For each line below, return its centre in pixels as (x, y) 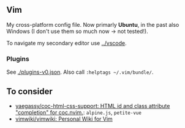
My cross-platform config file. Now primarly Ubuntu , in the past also (93, 24)
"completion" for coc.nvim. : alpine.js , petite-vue (78, 112)
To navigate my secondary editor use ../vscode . (66, 43)
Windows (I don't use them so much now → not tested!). (77, 31)
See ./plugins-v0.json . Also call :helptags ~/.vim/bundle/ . (80, 72)
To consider (30, 91)
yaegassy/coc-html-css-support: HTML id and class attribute (92, 105)
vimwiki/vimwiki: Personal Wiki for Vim (64, 119)
